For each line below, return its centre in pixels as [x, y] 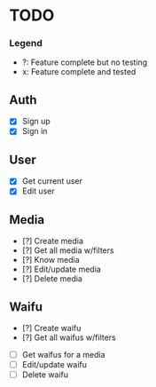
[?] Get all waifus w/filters [69, 337]
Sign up [36, 122]
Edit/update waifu [54, 365]
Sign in [35, 131]
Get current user [52, 181]
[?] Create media [53, 241]
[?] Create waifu [51, 328]
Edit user [38, 191]
